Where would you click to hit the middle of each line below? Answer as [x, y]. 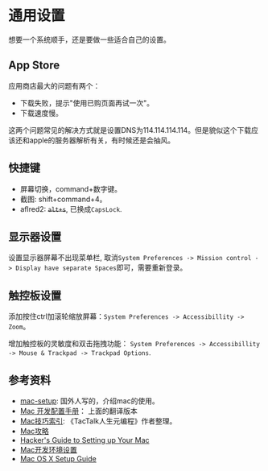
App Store [34, 66]
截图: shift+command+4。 [63, 199]
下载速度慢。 [41, 113]
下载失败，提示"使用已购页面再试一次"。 [87, 103]
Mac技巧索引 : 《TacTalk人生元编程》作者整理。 [98, 421]
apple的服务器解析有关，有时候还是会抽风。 [102, 140]
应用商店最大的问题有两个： [54, 85]
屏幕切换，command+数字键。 [71, 188]
